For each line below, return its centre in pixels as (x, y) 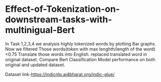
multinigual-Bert (40, 30)
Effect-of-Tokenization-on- (63, 9)
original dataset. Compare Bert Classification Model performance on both (80, 59)
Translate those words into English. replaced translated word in (83, 54)
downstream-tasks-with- (59, 20)
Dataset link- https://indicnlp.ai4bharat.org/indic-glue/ (60, 74)
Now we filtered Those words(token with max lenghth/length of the (74, 49)
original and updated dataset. (35, 65)
